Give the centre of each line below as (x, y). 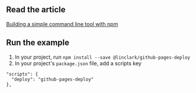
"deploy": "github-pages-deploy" (53, 79)
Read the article (36, 10)
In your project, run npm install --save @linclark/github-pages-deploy (102, 57)
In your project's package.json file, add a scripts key (78, 63)
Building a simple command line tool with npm (62, 24)
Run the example (38, 43)
